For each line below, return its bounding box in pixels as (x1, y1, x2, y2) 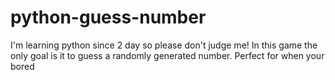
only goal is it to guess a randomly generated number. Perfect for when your (10, 49, 325, 61)
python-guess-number (10, 6, 207, 29)
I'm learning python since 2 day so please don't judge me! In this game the (10, 39, 318, 51)
